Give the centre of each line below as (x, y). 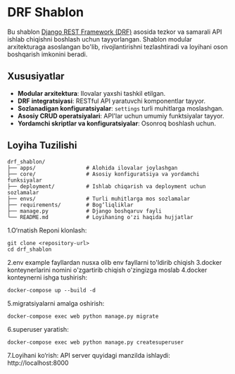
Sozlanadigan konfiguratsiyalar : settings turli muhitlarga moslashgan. (120, 108)
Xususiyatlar (36, 76)
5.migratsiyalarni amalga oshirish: (56, 303)
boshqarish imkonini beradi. (47, 54)
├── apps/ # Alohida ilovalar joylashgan (93, 168)
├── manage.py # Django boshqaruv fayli (84, 211)
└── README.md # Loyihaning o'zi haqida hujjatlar (100, 217)
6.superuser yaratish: (38, 329)
